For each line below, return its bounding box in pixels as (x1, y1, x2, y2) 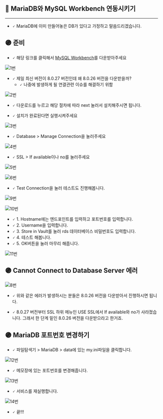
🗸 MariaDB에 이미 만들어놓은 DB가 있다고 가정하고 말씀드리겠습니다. (12, 23, 142, 29)
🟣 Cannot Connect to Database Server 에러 (5, 267, 138, 275)
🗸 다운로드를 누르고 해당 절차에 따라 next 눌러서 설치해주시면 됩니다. (12, 102, 142, 108)
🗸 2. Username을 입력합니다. (12, 222, 68, 228)
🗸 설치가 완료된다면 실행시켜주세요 (12, 113, 78, 118)
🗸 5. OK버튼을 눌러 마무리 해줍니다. (12, 240, 79, 246)
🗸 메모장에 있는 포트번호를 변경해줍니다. (12, 367, 88, 374)
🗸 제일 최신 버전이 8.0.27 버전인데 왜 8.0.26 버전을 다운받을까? (12, 75, 132, 81)
